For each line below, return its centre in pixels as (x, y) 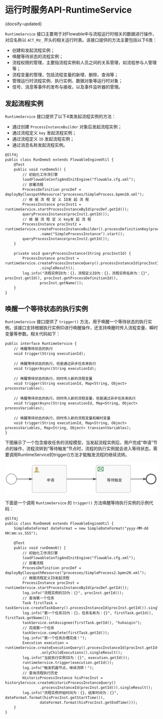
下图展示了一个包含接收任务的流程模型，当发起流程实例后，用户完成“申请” (79, 442)
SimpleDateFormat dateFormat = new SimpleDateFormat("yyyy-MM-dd (81, 528)
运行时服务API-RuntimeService (68, 10)
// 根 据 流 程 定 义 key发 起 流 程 (57, 219)
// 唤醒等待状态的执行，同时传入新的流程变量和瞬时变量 (62, 418)
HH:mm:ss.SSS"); (21, 533)
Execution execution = (45, 643)
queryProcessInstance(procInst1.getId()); (66, 214)
